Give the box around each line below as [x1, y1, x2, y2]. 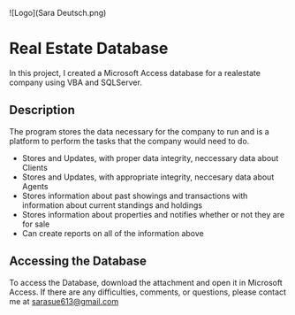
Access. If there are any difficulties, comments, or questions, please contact [9, 287, 287, 297]
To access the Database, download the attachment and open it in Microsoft [9, 277, 283, 288]
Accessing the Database [9, 254, 147, 269]
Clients [21, 162, 49, 173]
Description [9, 103, 75, 118]
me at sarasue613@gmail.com [9, 296, 119, 306]
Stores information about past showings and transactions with [21, 190, 248, 201]
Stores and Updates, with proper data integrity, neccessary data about [21, 152, 279, 163]
